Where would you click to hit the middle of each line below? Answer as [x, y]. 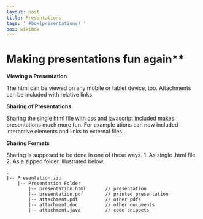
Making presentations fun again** [95, 59]
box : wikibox [23, 29]
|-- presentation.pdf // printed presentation [98, 194]
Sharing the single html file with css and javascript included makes [90, 118]
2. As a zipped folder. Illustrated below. [56, 161]
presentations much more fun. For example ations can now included [92, 125]
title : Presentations [34, 18]
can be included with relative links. [50, 95]
